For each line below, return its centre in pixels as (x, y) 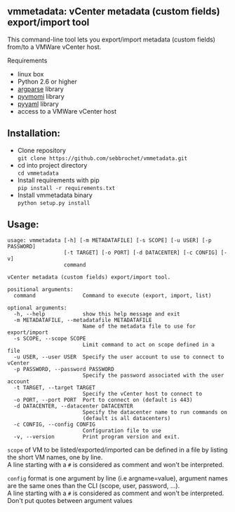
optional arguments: (38, 308)
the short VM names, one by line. (55, 457)
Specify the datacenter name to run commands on (155, 412)
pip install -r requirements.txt (66, 188)
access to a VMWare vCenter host (67, 111)
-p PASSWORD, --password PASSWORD (64, 370)
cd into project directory (52, 165)
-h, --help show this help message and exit (97, 314)
